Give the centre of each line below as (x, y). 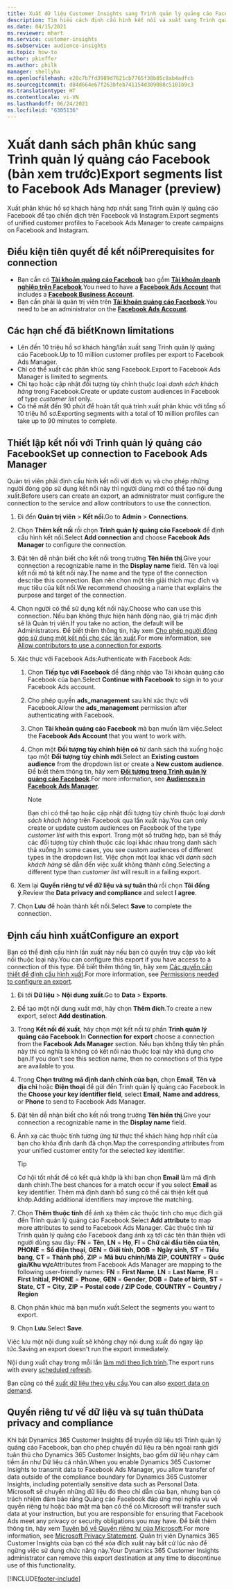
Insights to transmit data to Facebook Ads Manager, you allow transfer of (111, 1469)
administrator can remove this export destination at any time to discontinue (114, 1558)
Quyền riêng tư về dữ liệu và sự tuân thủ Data (105, 1413)
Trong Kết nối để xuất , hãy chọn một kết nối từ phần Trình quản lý (112, 1029)
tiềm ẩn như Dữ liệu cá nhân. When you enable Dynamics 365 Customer (109, 1462)
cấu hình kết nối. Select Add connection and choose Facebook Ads (113, 537)
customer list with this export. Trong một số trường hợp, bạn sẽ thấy (124, 835)
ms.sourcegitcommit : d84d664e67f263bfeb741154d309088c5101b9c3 (101, 85)
